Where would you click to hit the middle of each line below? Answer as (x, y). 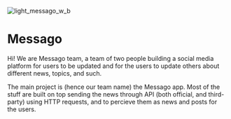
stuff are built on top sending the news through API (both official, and (107, 94)
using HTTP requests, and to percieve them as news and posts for (122, 101)
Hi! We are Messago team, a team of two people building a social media (111, 58)
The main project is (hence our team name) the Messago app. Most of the (114, 87)
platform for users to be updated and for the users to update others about (113, 66)
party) (16, 101)
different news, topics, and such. (55, 73)
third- (216, 94)
